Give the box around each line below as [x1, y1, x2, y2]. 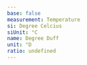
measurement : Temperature [7, 16, 80, 23]
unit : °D [7, 41, 32, 48]
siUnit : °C [7, 28, 38, 36]
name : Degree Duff [7, 35, 59, 42]
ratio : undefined [7, 48, 56, 55]
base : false [7, 9, 41, 17]
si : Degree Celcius [7, 22, 63, 29]
